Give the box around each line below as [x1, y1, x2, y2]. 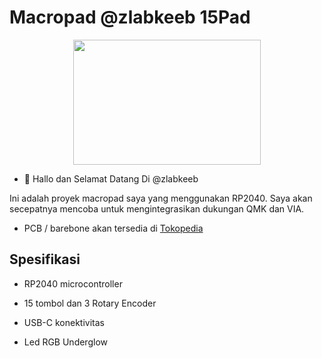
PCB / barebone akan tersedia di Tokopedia [23, 222, 204, 234]
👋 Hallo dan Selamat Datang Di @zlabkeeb [23, 172, 199, 185]
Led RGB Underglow [23, 336, 108, 348]
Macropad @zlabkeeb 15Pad [9, 6, 251, 29]
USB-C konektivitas [23, 316, 105, 328]
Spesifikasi [9, 251, 81, 268]
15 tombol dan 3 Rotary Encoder [23, 297, 157, 309]
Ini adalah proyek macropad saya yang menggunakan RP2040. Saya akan [9, 192, 313, 204]
